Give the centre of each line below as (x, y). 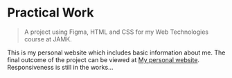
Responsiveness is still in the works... (60, 67)
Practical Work (51, 13)
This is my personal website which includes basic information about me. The (116, 52)
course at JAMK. (48, 39)
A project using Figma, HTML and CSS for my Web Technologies (116, 32)
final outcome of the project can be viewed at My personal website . (103, 59)
